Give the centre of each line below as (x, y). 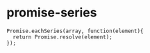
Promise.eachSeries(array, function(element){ (75, 31)
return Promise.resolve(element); (62, 37)
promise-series (52, 13)
